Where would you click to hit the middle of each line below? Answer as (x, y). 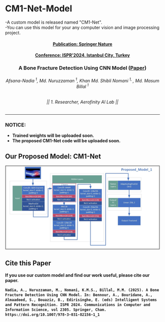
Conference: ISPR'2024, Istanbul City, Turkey (82, 55)
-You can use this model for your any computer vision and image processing (82, 27)
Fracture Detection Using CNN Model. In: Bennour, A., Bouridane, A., (79, 295)
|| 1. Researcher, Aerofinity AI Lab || (82, 102)
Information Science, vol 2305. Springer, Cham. (56, 310)
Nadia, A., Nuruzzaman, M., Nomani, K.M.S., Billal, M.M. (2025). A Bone (82, 290)
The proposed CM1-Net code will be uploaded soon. (66, 141)
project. (13, 32)
